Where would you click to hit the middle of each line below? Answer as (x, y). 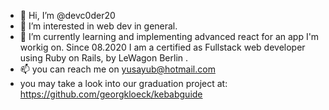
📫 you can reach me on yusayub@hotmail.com (117, 69)
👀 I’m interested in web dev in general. (98, 26)
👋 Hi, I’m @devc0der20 (67, 15)
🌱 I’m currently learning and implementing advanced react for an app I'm (169, 36)
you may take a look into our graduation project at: (123, 83)
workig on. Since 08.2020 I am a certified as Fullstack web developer (162, 47)
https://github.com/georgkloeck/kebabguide (111, 94)
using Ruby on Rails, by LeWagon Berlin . (104, 58)
